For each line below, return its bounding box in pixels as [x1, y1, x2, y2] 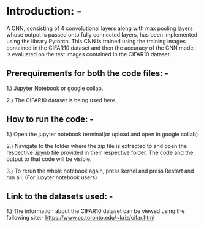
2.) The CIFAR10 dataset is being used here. [6, 96, 117, 103]
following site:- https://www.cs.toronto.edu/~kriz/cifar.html [6, 214, 155, 221]
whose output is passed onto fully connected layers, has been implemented [6, 31, 198, 38]
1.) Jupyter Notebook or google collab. [6, 84, 104, 92]
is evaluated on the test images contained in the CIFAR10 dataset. [6, 50, 172, 58]
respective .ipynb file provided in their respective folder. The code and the [6, 149, 194, 156]
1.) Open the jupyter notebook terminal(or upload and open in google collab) [6, 130, 198, 138]
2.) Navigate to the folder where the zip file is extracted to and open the [6, 142, 187, 149]
